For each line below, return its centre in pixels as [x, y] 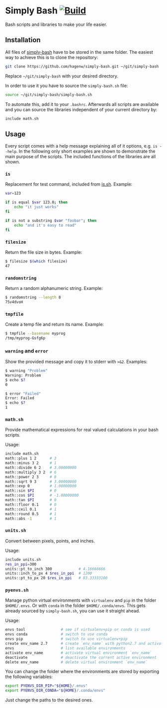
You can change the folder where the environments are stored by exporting [82, 672]
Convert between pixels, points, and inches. [50, 541]
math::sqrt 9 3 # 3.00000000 [41, 482]
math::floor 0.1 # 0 [31, 505]
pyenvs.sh [17, 590]
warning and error [27, 351]
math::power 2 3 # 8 [31, 477]
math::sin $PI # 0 [31, 491]
